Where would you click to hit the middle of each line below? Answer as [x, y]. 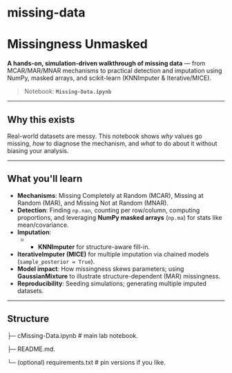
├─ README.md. [31, 349]
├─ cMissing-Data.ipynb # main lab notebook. [72, 335]
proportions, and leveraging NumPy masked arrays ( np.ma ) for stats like [119, 217]
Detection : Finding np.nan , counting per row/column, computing [108, 210]
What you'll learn [45, 179]
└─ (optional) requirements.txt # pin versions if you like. [86, 362]
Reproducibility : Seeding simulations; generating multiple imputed [112, 283]
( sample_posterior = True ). [56, 261]
